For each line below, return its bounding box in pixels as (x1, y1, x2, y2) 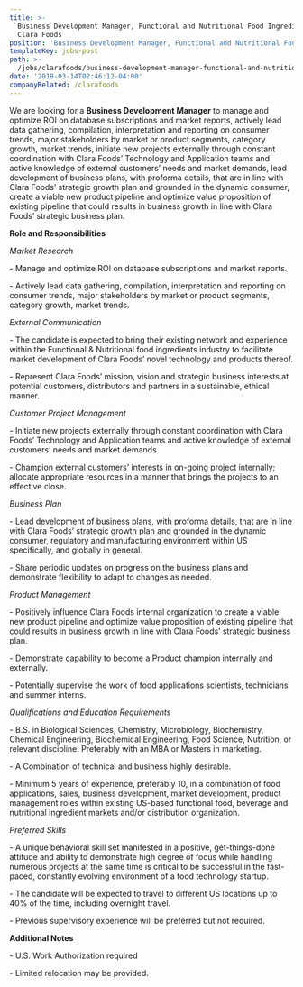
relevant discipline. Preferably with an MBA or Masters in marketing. (9, 743, 262, 754)
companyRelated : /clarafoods (9, 80, 119, 89)
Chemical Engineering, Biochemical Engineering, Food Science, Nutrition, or (9, 734, 292, 745)
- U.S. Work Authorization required (9, 950, 138, 961)
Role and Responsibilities (9, 227, 106, 239)
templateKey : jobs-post (9, 47, 99, 56)
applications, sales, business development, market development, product (9, 788, 281, 799)
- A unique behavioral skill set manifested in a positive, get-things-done (9, 842, 275, 853)
